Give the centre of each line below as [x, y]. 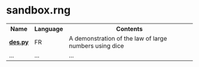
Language [49, 29]
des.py [19, 42]
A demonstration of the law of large [118, 38]
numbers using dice [97, 46]
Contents [130, 29]
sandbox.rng [38, 10]
